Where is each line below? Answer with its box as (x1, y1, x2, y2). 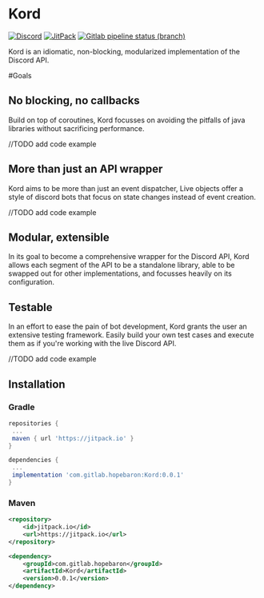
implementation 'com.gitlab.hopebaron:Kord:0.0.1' (11, 471, 184, 480)
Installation (8, 377, 66, 391)
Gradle (8, 401, 35, 413)
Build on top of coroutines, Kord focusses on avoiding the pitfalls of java (8, 115, 246, 125)
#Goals (8, 70, 32, 80)
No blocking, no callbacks (8, 94, 140, 108)
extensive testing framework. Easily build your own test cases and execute (8, 330, 254, 340)
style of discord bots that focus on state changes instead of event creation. (8, 192, 256, 201)
